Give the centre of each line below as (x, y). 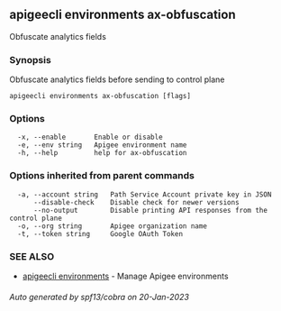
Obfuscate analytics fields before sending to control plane (117, 79)
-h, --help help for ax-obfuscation (102, 153)
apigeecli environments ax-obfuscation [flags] (100, 96)
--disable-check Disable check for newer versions (136, 202)
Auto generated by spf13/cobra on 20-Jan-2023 (99, 297)
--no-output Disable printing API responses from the (150, 210)
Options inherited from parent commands (102, 176)
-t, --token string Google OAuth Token (100, 233)
